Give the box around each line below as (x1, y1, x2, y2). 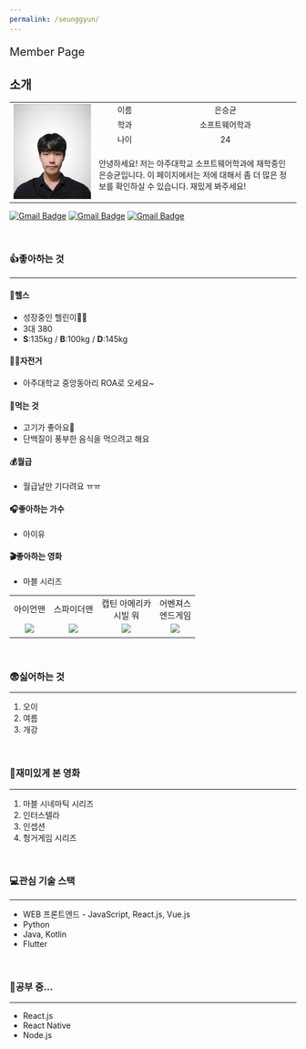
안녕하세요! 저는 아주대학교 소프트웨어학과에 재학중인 (98, 158, 287, 169)
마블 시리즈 (22, 576, 63, 587)
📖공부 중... (9, 981, 54, 993)
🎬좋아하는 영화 (9, 551, 63, 562)
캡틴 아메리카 (101, 597, 152, 609)
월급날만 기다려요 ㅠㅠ (22, 481, 102, 492)
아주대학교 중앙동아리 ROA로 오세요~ (22, 377, 155, 388)
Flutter (22, 938, 48, 949)
